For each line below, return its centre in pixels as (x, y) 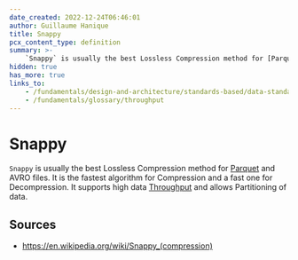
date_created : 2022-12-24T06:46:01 (75, 17)
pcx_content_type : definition (65, 42)
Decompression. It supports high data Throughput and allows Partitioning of (148, 187)
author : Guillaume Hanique (59, 26)
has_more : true (37, 75)
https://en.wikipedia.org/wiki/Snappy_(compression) (117, 246)
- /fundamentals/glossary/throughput (95, 100)
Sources (33, 224)
